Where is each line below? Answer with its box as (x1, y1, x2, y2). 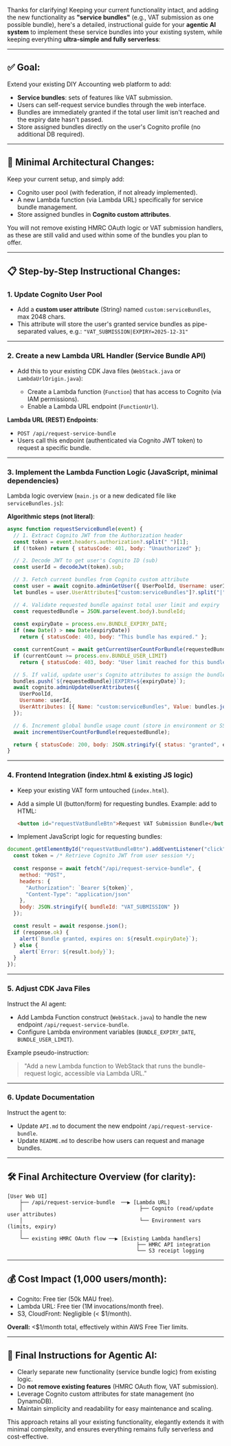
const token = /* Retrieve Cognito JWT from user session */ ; (13, 852, 195, 859)
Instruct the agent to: (7, 1108, 67, 1117)
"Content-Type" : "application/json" (25, 890, 131, 898)
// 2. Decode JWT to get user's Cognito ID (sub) (13, 557, 158, 565)
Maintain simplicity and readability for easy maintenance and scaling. (16, 1405, 213, 1413)
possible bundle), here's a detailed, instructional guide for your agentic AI (7, 21, 217, 28)
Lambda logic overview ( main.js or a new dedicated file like (7, 491, 177, 500)
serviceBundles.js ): (7, 498, 64, 507)
